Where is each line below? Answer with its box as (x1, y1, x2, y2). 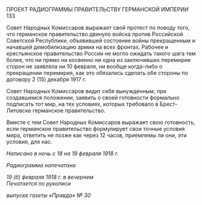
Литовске (6, 107, 32, 114)
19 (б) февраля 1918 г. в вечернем (6, 173, 94, 181)
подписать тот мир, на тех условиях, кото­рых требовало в (6, 100, 159, 108)
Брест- (159, 100, 178, 108)
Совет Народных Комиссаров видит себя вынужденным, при (6, 88, 167, 94)
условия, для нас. (6, 138, 53, 145)
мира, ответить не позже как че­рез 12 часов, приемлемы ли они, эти (6, 131, 187, 139)
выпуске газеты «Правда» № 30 (6, 192, 91, 199)
